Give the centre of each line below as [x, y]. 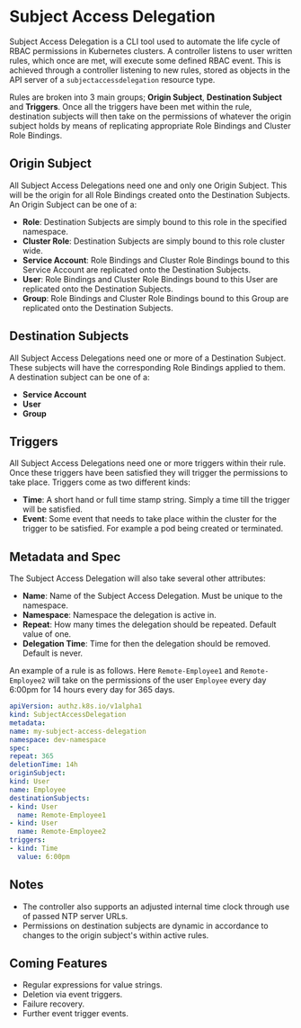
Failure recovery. [53, 1004]
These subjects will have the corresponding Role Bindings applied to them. [147, 367]
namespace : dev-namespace [58, 739]
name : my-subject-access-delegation [78, 731]
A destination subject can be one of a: [80, 377]
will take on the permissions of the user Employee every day [157, 680]
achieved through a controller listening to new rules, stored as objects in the [150, 70]
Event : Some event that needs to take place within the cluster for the [149, 519]
